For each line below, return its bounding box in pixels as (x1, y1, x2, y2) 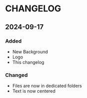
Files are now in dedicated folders (12, 83, 82, 89)
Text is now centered (12, 88, 56, 94)
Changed (5, 71, 28, 78)
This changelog (12, 59, 45, 65)
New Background (12, 49, 48, 54)
